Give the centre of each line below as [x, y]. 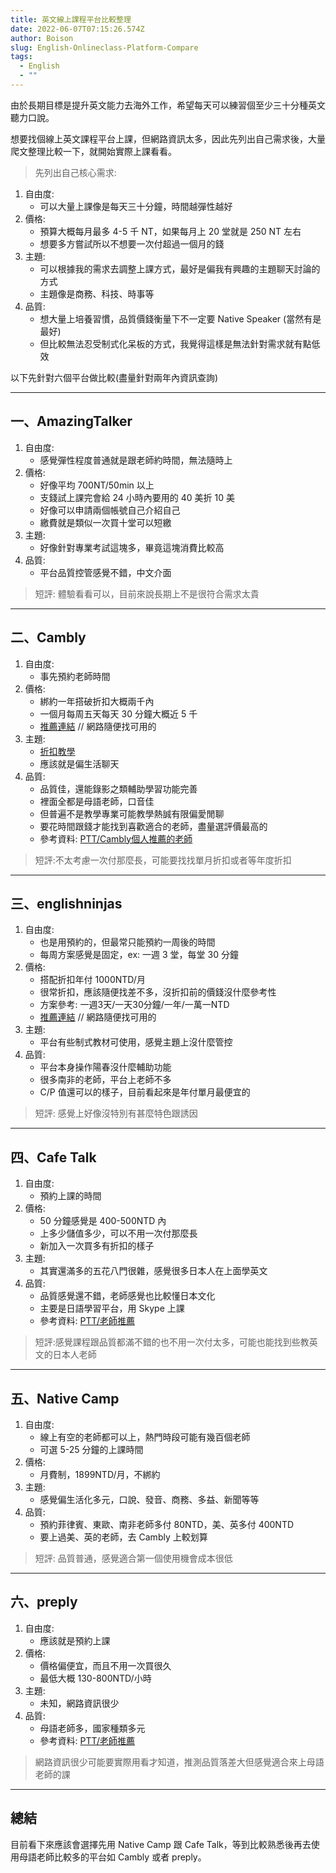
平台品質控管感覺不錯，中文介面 [105, 572]
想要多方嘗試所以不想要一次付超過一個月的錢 [132, 243]
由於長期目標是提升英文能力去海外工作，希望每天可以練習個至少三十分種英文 [168, 105]
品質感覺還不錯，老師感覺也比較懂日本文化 [127, 1296]
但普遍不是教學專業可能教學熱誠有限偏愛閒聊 [132, 813]
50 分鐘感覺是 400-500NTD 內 [103, 1221]
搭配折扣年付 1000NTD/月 [92, 980]
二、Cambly [48, 637]
